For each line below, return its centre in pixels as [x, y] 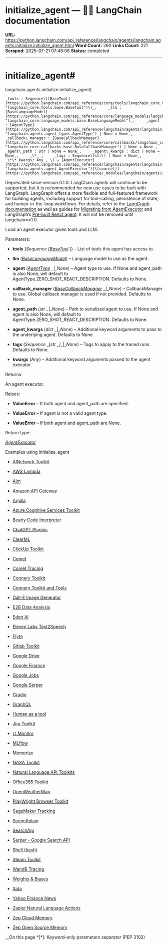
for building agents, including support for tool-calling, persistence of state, [82, 198]
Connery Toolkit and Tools [39, 587]
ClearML [21, 539]
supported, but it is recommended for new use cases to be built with [75, 188]
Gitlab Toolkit [26, 646]
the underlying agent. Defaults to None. [53, 335]
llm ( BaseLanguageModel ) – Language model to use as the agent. [80, 258]
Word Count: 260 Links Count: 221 [111, 45]
